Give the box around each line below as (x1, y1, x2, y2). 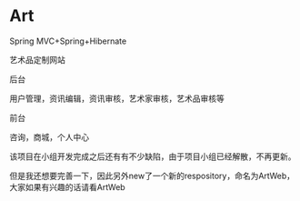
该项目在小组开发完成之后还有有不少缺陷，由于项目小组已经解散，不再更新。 (9, 151, 296, 162)
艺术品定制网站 (9, 54, 65, 65)
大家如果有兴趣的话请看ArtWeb (9, 181, 125, 192)
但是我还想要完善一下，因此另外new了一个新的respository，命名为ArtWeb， (9, 170, 295, 181)
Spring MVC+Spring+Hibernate (9, 35, 127, 46)
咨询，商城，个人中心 (9, 131, 89, 142)
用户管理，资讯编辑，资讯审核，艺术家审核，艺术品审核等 (9, 93, 225, 104)
